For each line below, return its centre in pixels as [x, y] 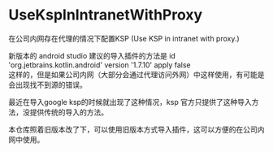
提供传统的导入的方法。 [69, 112]
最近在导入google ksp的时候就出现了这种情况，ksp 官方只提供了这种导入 [130, 102]
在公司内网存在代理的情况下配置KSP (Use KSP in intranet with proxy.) [124, 38]
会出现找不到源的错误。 [48, 85]
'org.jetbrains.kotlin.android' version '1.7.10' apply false [100, 65]
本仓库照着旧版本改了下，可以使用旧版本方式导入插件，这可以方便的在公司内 [136, 129]
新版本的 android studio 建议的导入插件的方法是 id [92, 55]
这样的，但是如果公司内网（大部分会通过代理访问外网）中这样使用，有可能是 [136, 74]
